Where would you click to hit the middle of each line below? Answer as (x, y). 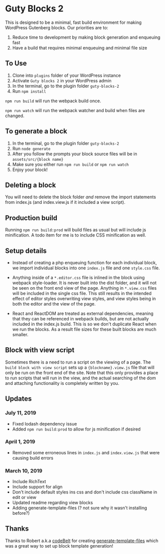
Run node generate (31, 148)
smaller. (20, 335)
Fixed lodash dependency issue (45, 424)
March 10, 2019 (24, 471)
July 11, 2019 (21, 413)
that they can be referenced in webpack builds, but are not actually (81, 319)
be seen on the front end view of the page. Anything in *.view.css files (84, 288)
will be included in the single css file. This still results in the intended (82, 293)
